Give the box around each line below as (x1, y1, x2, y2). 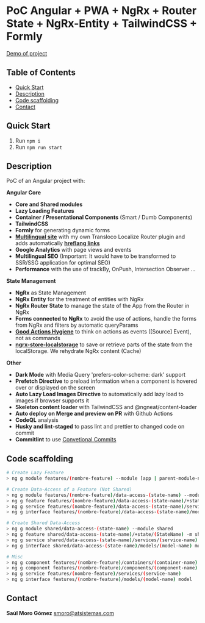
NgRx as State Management (15, 289, 87, 296)
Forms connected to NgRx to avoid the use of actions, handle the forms (15, 315, 197, 322)
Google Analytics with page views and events (15, 246, 132, 254)
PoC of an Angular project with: (6, 177, 85, 185)
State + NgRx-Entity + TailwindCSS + (6, 16, 197, 30)
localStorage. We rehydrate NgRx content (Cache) (15, 347, 142, 355)
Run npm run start (15, 143, 63, 151)
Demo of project (6, 49, 48, 57)
